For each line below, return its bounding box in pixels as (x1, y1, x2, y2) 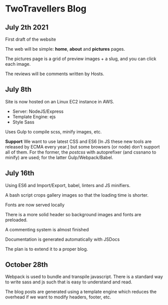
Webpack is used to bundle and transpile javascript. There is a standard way (5, 274, 163, 280)
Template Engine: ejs (12, 113, 56, 119)
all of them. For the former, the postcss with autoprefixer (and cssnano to (5, 149, 156, 155)
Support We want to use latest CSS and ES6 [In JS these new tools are (5, 138, 152, 144)
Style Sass (12, 119, 35, 125)
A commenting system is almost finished (5, 226, 89, 232)
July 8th (5, 85, 32, 94)
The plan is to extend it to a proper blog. (5, 246, 88, 252)
